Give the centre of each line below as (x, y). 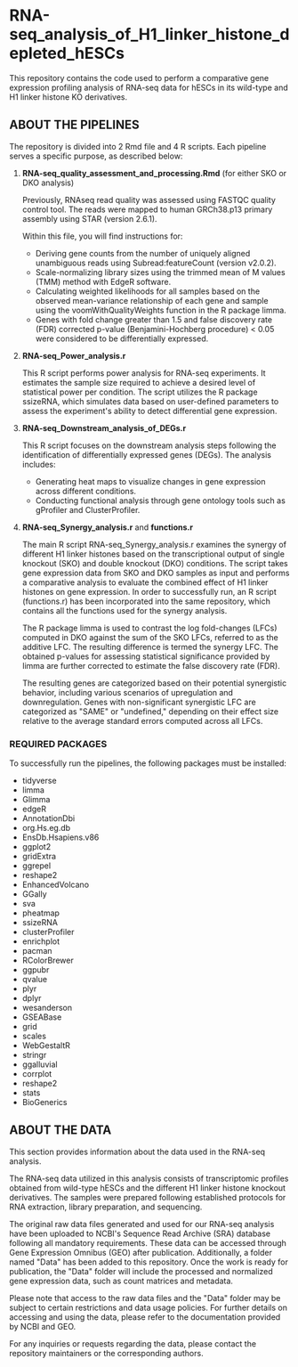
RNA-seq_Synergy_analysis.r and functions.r (108, 527)
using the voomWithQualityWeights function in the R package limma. (161, 310)
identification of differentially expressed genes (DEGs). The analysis (146, 454)
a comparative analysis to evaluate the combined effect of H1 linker (145, 582)
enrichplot (41, 941)
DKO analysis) (48, 183)
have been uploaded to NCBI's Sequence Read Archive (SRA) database (140, 1233)
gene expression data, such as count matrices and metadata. (121, 1281)
